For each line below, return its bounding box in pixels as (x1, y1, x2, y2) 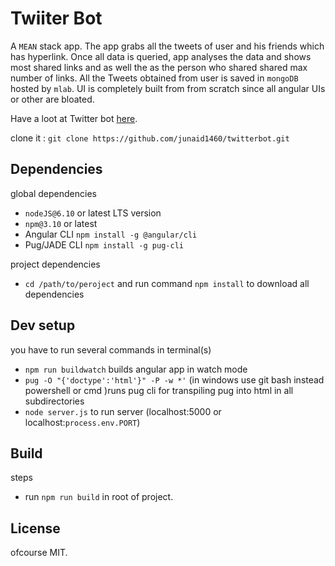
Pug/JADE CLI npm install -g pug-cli (24, 238, 184, 251)
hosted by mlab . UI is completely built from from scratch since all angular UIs (10, 82, 326, 94)
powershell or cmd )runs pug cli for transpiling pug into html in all (24, 384, 294, 396)
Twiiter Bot (10, 7, 103, 30)
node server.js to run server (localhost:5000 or (24, 405, 222, 417)
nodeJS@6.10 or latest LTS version (24, 207, 162, 219)
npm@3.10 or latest (24, 217, 98, 229)
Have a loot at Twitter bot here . (10, 112, 138, 124)
